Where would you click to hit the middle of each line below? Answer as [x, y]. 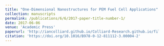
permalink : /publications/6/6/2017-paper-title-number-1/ [65, 18]
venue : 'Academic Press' [30, 27]
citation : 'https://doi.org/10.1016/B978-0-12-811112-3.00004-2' [73, 36]
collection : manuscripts [30, 14]
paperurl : [15, 32]
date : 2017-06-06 [23, 23]
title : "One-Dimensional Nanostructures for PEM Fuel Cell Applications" [82, 9]
